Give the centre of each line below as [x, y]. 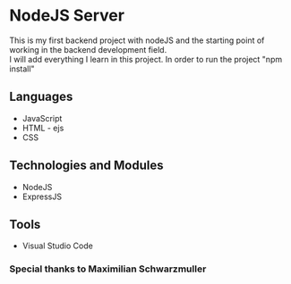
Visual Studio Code [58, 246]
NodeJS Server [67, 16]
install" [22, 69]
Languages [41, 97]
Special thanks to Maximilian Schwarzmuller [108, 269]
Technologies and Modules [86, 166]
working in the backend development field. [88, 49]
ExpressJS [42, 196]
